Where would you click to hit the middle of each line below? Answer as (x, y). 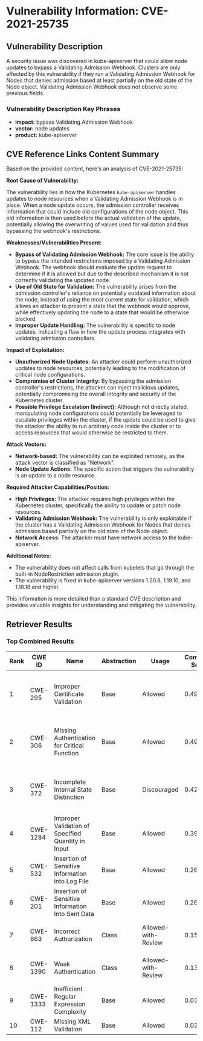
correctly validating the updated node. (63, 280)
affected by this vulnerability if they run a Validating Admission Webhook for (101, 74)
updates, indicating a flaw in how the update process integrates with (100, 332)
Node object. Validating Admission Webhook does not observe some (92, 87)
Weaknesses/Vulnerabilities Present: (54, 243)
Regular (65, 996)
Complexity (70, 1011)
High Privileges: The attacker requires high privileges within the (95, 499)
